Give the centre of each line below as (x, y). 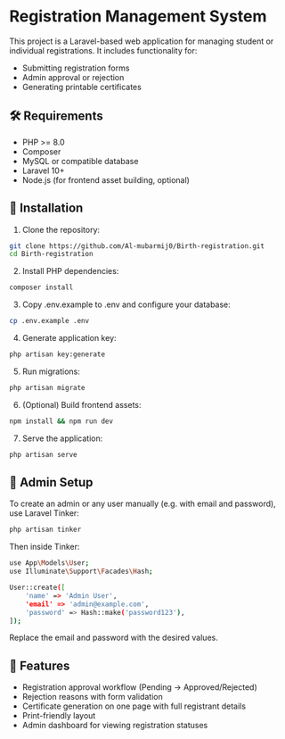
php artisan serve (43, 454)
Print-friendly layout (59, 716)
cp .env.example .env (49, 321)
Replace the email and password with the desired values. (114, 638)
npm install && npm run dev (61, 421)
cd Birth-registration (51, 254)
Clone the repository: (61, 229)
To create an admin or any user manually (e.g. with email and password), (142, 504)
